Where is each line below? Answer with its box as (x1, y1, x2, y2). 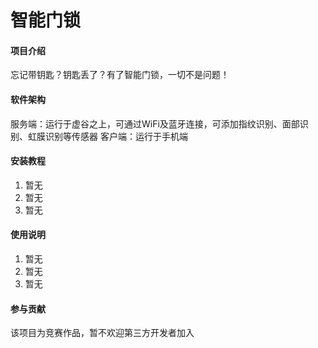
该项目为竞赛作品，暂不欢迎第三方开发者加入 (10, 327, 195, 339)
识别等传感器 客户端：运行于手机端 (44, 130, 188, 142)
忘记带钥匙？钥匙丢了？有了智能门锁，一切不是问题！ (10, 69, 230, 81)
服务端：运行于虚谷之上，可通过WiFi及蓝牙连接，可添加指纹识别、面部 (10, 117, 300, 130)
